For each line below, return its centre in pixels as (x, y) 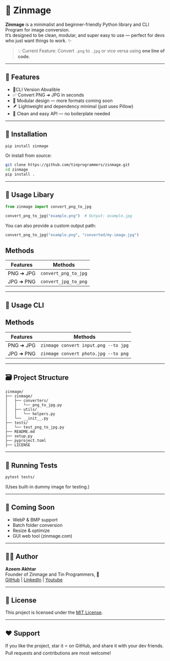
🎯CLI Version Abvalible (36, 89)
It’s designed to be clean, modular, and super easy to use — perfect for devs (85, 35)
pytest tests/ (20, 477)
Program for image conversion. (37, 29)
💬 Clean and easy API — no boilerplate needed (61, 113)
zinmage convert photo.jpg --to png (84, 353)
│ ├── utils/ (21, 410)
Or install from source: (29, 156)
